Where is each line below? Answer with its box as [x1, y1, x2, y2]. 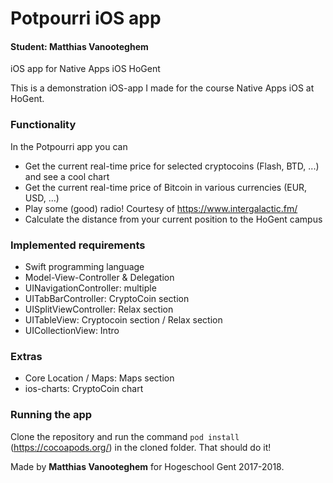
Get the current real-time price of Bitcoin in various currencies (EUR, [24, 181, 308, 193]
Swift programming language [24, 260, 145, 272]
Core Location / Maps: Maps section [24, 372, 175, 384]
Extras [10, 349, 43, 363]
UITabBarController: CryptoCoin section [24, 292, 190, 304]
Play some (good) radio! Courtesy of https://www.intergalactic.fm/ [24, 202, 298, 214]
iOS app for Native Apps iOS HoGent [10, 63, 161, 75]
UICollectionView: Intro [24, 324, 120, 336]
